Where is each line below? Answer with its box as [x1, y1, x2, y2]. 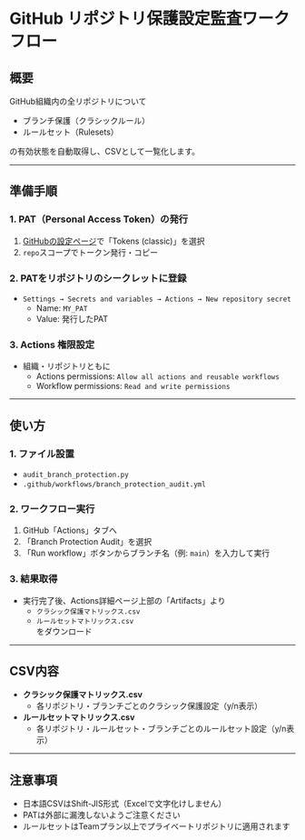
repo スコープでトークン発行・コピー [22, 246, 159, 257]
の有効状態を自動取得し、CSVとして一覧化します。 [9, 146, 201, 156]
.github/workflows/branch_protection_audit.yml [22, 479, 206, 489]
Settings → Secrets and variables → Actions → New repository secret [22, 295, 292, 304]
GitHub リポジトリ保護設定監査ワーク [9, 8, 290, 29]
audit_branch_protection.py [22, 470, 129, 479]
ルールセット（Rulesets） [22, 126, 120, 137]
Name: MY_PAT [35, 302, 88, 314]
